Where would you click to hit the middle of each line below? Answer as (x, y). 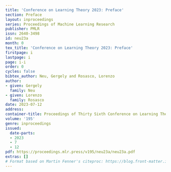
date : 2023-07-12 (24, 105)
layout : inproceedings (29, 19)
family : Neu (23, 90)
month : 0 (15, 43)
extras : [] (17, 157)
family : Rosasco (27, 100)
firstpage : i (19, 52)
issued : (13, 128)
